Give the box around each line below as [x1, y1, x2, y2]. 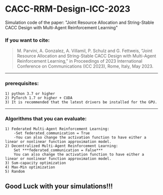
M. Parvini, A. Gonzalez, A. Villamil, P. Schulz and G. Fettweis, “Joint [16, 48, 153, 54]
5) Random [5, 169, 25, 174]
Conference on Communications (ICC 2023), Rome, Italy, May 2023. [16, 63, 154, 69]
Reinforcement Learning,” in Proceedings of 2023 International [16, 58, 143, 64]
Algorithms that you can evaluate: [5, 115, 87, 122]
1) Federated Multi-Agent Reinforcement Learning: [5, 126, 110, 131]
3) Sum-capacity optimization [5, 160, 66, 165]
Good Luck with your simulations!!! [5, 182, 113, 191]
